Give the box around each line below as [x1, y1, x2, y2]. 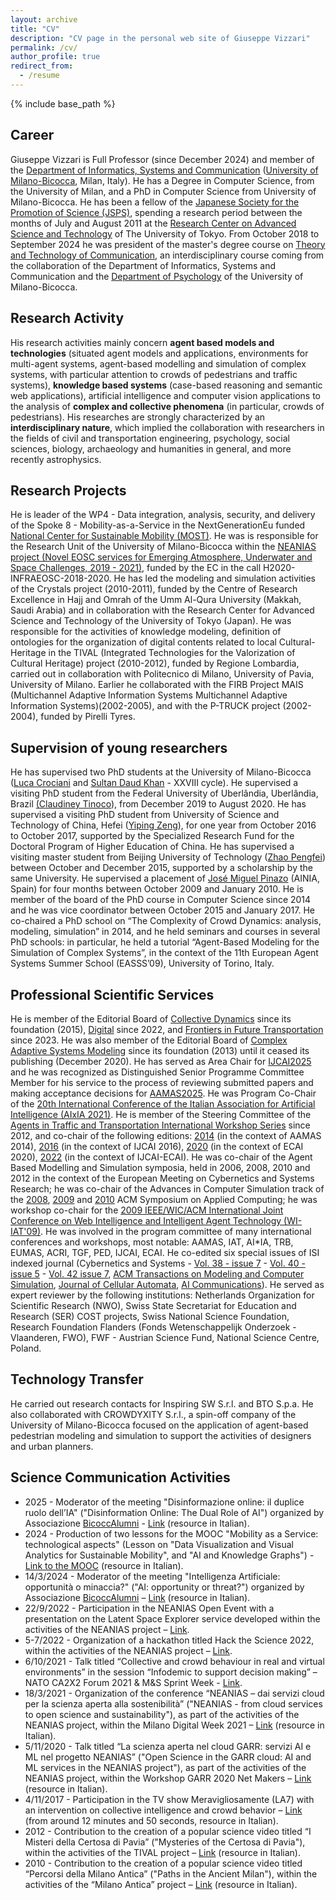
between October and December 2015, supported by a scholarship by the [10, 862, 313, 874]
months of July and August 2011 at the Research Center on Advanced [10, 217, 297, 229]
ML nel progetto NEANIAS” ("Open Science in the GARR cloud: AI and [24, 1751, 312, 1763]
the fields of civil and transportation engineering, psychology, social [10, 432, 290, 444]
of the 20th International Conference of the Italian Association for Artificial [10, 1097, 316, 1110]
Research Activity [10, 310, 125, 327]
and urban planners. [10, 1440, 94, 1452]
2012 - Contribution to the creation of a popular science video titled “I [24, 1825, 312, 1837]
